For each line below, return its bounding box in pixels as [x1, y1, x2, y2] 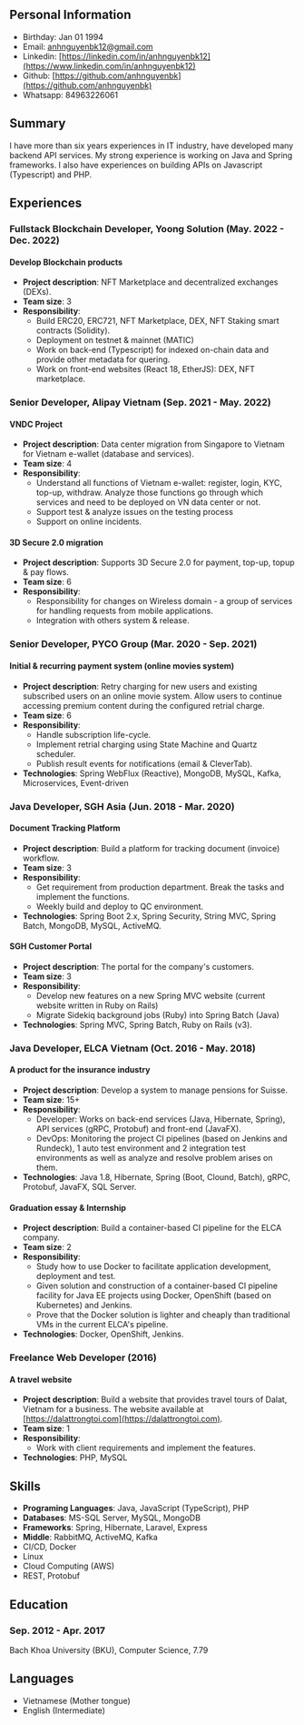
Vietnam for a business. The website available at [22, 1404, 204, 1415]
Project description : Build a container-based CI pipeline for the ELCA [22, 1223, 282, 1234]
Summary [9, 116, 66, 131]
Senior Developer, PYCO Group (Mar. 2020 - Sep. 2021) [9, 638, 258, 651]
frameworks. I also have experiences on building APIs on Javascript [9, 159, 263, 170]
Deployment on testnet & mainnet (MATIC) [35, 335, 195, 346]
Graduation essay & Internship [9, 1202, 127, 1213]
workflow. [22, 852, 60, 863]
